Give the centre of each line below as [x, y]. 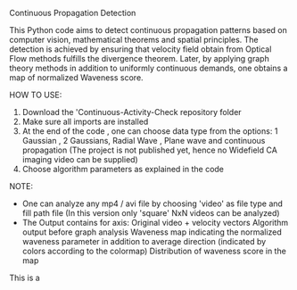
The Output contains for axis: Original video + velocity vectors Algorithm [155, 223]
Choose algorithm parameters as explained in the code [123, 169]
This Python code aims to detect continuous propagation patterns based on [148, 30]
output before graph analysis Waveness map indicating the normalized [152, 232]
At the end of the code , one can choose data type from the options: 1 [150, 131]
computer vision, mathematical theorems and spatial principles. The [134, 40]
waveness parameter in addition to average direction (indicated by [144, 241]
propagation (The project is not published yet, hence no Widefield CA [150, 150]
